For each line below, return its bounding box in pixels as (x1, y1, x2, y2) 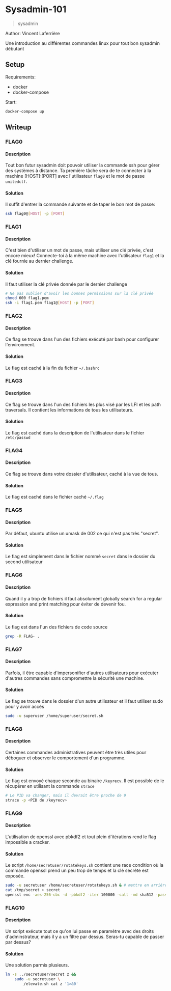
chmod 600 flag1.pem (5, 295, 49, 301)
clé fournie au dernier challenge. (5, 258, 74, 264)
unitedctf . (5, 178, 27, 184)
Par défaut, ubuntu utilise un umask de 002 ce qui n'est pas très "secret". (5, 531, 159, 537)
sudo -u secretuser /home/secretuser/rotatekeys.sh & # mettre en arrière (5, 883, 167, 888)
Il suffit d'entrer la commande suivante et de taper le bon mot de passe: (5, 201, 155, 207)
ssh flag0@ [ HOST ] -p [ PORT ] (5, 211, 65, 216)
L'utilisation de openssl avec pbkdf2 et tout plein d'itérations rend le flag (5, 834, 157, 840)
